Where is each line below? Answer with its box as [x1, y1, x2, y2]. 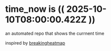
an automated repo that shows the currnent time [5, 30, 105, 36]
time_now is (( [5, 3, 65, 15]
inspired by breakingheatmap [5, 40, 66, 46]
